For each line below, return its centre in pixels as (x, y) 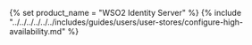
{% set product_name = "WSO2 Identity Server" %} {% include (126, 13)
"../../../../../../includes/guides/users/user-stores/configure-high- (126, 22)
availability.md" (38, 31)
